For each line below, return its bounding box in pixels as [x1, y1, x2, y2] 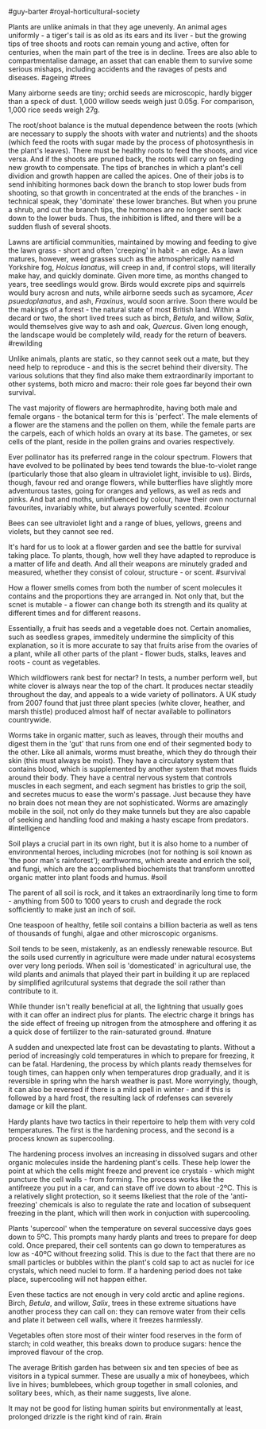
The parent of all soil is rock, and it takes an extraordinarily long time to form [8, 888, 258, 897]
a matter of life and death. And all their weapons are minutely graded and [8, 560, 248, 568]
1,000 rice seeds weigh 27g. [8, 105, 101, 114]
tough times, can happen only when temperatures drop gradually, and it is [8, 1068, 250, 1077]
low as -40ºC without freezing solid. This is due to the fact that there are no [8, 1249, 256, 1258]
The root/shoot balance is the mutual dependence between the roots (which [8, 121, 258, 130]
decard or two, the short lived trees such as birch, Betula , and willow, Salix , [8, 313, 254, 323]
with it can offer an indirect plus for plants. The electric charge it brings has [8, 1010, 255, 1020]
